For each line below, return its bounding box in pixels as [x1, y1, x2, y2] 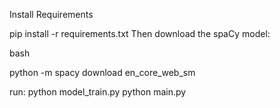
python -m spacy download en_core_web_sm [9, 67, 196, 78]
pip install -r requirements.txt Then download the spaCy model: [9, 28, 271, 39]
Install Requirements [9, 9, 94, 20]
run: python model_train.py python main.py [9, 86, 187, 98]
